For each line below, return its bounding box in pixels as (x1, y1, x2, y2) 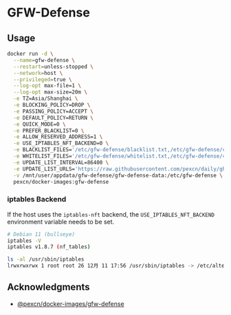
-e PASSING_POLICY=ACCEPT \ (13, 108, 94, 115)
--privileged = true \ (13, 76, 72, 83)
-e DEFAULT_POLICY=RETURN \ (13, 114, 94, 121)
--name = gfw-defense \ (13, 56, 76, 63)
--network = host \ (13, 69, 63, 76)
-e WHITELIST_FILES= (13, 153, 72, 160)
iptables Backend (7, 195, 67, 204)
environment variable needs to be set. (7, 217, 115, 226)
